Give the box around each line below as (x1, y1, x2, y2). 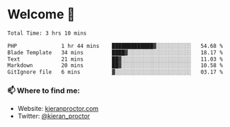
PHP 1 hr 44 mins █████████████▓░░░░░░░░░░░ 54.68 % (7, 42, 223, 49)
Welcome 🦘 (7, 6, 76, 23)
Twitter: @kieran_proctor (17, 112, 91, 121)
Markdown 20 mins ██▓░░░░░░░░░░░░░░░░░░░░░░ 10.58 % (7, 62, 223, 69)
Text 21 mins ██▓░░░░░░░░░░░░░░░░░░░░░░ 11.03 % (7, 56, 223, 63)
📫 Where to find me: (7, 86, 80, 96)
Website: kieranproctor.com (17, 104, 99, 113)
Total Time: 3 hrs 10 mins (7, 30, 87, 37)
